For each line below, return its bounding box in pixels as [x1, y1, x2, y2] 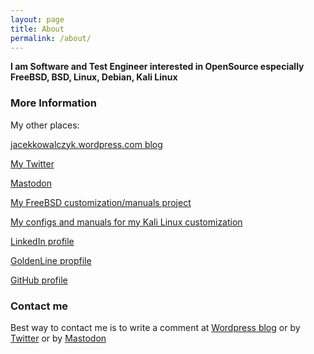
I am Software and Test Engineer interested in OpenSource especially [10, 61, 305, 73]
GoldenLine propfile [10, 254, 92, 266]
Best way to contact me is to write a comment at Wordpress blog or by [10, 321, 301, 333]
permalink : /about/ [10, 33, 92, 43]
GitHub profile [10, 274, 68, 286]
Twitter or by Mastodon [10, 332, 107, 344]
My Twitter [10, 157, 55, 170]
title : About [10, 24, 65, 34]
